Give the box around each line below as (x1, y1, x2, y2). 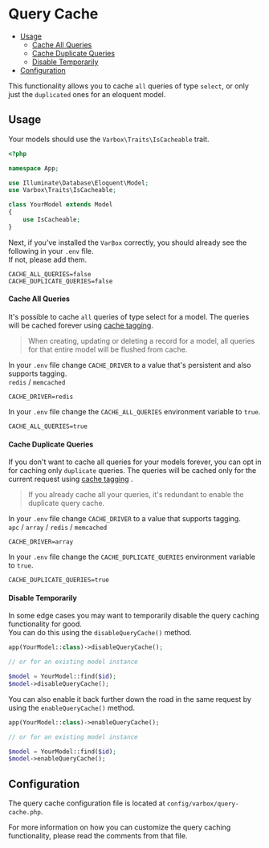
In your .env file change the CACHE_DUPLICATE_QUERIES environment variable (8, 552, 255, 562)
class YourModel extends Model (8, 201, 113, 209)
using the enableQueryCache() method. (8, 703, 135, 712)
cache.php (8, 809, 42, 817)
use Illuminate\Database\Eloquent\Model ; (8, 178, 149, 187)
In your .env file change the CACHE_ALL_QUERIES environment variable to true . (8, 406, 261, 416)
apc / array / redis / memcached (8, 523, 108, 532)
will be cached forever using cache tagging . (8, 320, 154, 330)
